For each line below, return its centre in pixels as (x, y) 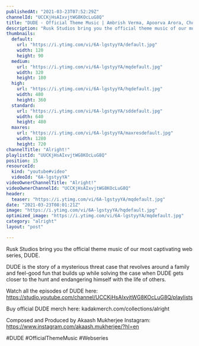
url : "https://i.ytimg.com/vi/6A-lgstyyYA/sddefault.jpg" (90, 111)
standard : (23, 105)
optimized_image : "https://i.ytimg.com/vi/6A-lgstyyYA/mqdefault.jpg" (95, 216)
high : (18, 84)
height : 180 (31, 78)
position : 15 (22, 161)
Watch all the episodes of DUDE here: (52, 291)
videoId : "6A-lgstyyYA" (41, 177)
